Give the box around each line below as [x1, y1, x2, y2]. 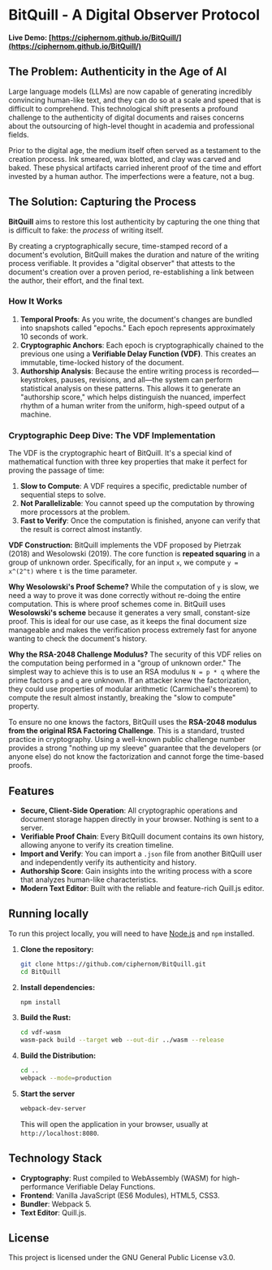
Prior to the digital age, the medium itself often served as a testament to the [8, 145, 261, 155]
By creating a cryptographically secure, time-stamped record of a [8, 241, 228, 251]
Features [8, 783, 54, 798]
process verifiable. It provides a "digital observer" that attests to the [8, 258, 235, 268]
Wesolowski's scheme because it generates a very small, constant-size [8, 608, 251, 618]
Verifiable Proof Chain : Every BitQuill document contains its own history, [19, 831, 265, 841]
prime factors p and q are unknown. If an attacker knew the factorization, [8, 675, 252, 685]
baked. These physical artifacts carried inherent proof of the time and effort [8, 163, 262, 172]
